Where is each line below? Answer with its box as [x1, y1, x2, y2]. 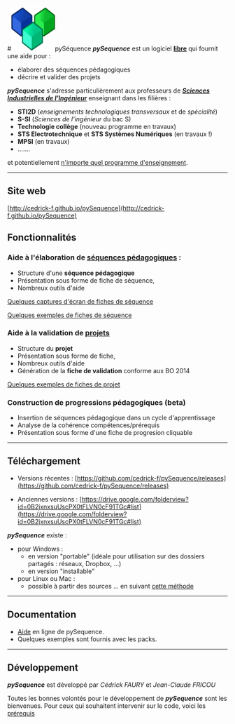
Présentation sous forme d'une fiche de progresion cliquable [17, 429, 193, 437]
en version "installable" [27, 567, 95, 575]
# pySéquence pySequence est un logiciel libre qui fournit [7, 44, 218, 53]
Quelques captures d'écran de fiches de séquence [7, 297, 154, 305]
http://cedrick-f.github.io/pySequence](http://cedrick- [9, 203, 165, 212]
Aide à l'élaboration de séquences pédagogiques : [7, 253, 182, 262]
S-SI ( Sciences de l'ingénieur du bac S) [17, 115, 131, 123]
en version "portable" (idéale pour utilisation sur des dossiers [27, 551, 205, 561]
